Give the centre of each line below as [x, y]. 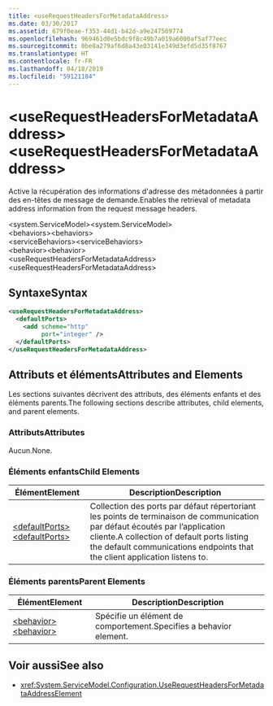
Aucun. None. [30, 450]
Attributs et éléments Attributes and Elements [126, 375]
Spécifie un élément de [139, 617]
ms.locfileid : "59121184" [52, 76]
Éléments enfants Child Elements [74, 471]
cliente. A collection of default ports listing [169, 537]
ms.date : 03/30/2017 [43, 24]
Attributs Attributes [47, 433]
